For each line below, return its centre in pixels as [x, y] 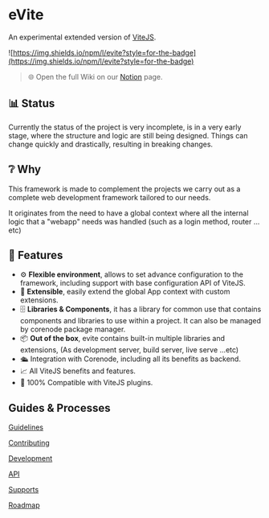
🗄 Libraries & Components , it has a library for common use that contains [141, 309]
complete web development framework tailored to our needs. [110, 197]
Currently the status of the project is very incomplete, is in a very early [125, 127]
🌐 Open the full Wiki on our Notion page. [95, 76]
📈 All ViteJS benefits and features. [78, 371]
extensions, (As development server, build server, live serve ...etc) [129, 350]
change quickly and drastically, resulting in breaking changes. [111, 144]
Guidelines [26, 427]
